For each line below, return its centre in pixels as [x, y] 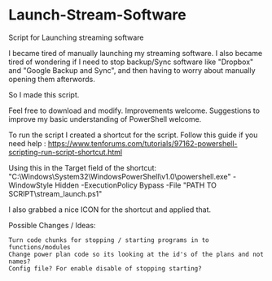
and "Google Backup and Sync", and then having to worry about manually [132, 70]
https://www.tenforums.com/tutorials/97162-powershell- [143, 143]
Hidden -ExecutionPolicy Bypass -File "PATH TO [136, 185]
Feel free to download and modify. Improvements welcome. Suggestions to [134, 110]
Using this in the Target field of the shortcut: [83, 167]
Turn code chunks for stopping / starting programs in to [109, 240]
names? [20, 262]
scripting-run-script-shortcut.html [66, 152]
